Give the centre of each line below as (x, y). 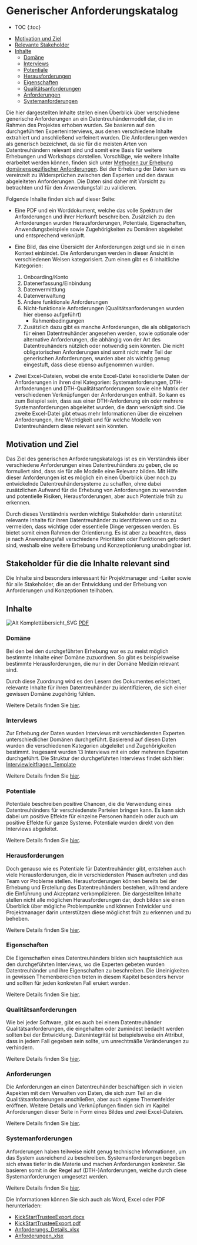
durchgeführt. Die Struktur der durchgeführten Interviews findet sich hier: (95, 758)
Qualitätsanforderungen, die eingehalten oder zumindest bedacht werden (95, 1029)
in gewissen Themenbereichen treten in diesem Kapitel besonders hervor (95, 977)
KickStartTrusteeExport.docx (49, 1217)
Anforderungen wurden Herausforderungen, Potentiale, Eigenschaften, (100, 223)
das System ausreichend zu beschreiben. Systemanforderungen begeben (96, 1157)
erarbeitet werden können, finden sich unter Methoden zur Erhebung (90, 162)
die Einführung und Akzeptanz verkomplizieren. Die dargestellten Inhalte (94, 894)
